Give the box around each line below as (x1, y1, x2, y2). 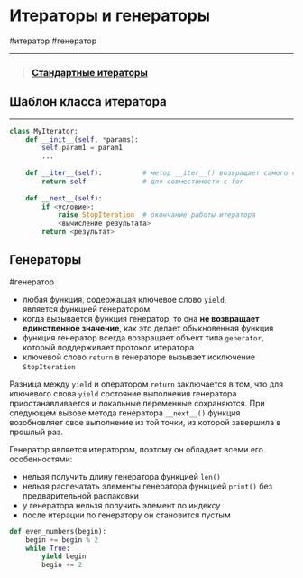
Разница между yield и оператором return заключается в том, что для (9, 378, 284, 389)
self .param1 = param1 (41, 144, 124, 153)
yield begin (41, 552, 87, 561)
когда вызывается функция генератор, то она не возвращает (22, 312, 260, 323)
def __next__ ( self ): (25, 193, 103, 203)
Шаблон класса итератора (9, 94, 167, 109)
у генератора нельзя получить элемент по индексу (22, 499, 221, 510)
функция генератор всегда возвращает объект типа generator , (22, 331, 264, 343)
